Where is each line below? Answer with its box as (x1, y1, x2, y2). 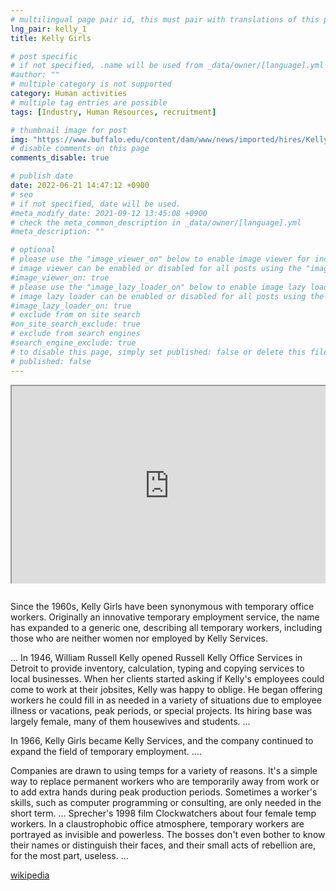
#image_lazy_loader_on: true (10, 301, 132, 311)
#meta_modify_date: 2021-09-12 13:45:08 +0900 (10, 208, 208, 218)
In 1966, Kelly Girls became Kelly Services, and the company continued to (10, 735, 314, 746)
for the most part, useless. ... (10, 850, 129, 861)
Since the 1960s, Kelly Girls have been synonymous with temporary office (10, 601, 315, 612)
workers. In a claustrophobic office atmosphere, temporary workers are (10, 818, 305, 830)
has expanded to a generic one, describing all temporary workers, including (10, 622, 323, 633)
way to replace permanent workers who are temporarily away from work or (10, 776, 320, 787)
